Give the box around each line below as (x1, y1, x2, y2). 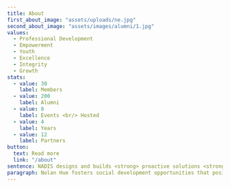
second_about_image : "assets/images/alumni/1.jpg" (7, 23, 155, 29)
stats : (7, 73, 26, 81)
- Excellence (13, 55, 51, 62)
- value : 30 (13, 80, 48, 87)
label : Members (19, 86, 63, 93)
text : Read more (13, 150, 60, 158)
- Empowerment (13, 42, 53, 49)
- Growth (13, 67, 38, 74)
